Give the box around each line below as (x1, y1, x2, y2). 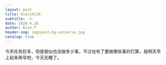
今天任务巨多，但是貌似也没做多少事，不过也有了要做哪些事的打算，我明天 (5, 48, 157, 54)
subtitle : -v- (5, 16, 35, 21)
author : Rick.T (5, 25, 37, 30)
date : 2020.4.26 (5, 21, 39, 26)
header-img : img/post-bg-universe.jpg (5, 30, 85, 35)
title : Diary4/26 (5, 12, 41, 17)
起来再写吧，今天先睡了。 (9, 54, 62, 60)
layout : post (5, 7, 32, 12)
